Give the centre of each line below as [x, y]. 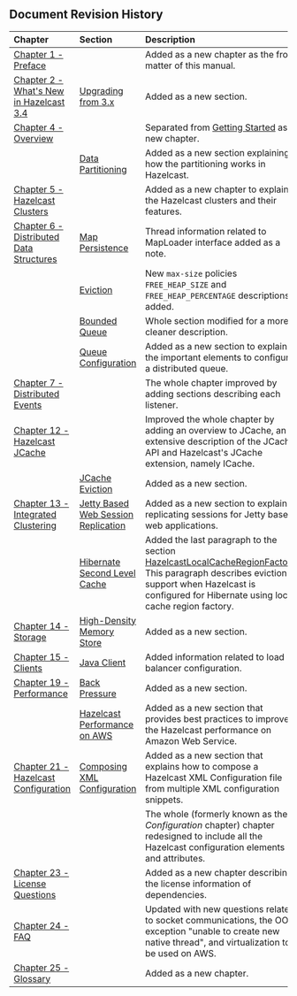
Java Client [103, 663]
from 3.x [97, 102]
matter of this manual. [190, 65]
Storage [30, 637]
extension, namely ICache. [199, 464]
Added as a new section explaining [217, 152]
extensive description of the [203, 441]
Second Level [107, 572]
